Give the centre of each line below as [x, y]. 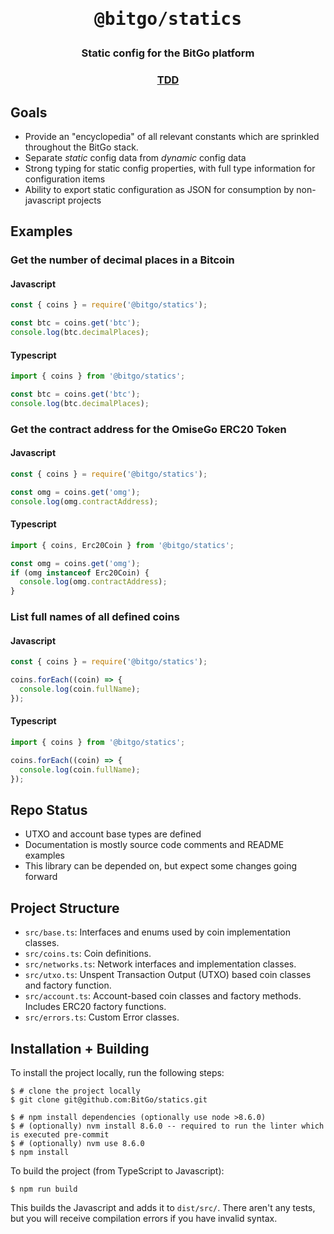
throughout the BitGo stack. [81, 147]
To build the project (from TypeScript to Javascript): [117, 1170]
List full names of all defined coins [95, 617]
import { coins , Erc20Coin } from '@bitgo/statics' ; [122, 545]
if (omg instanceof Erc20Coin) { [80, 573]
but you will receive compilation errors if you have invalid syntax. [144, 1218]
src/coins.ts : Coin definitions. [88, 954]
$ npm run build [44, 1189]
